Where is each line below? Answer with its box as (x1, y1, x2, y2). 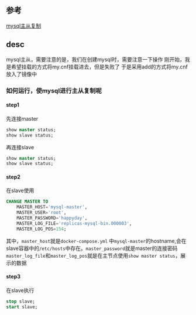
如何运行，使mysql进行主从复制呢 (6, 87, 102, 95)
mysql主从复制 (6, 22, 42, 29)
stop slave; (6, 298, 35, 304)
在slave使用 (6, 187, 35, 194)
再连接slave (6, 143, 35, 150)
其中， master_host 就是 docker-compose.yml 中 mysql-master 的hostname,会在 (6, 237, 187, 244)
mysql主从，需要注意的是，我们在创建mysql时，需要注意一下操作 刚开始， (6, 56, 185, 63)
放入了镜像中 (6, 70, 37, 77)
